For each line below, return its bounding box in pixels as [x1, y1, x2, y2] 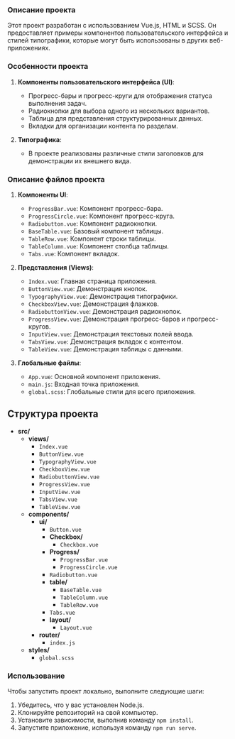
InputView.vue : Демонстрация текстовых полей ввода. [28, 329, 194, 338]
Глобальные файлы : [17, 358, 82, 367]
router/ [38, 630, 60, 639]
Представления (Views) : [17, 263, 94, 271]
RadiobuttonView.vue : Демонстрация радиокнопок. [28, 307, 182, 315]
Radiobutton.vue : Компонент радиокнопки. [28, 219, 158, 228]
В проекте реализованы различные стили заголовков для [28, 149, 204, 158]
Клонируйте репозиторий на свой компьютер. [17, 708, 158, 716]
